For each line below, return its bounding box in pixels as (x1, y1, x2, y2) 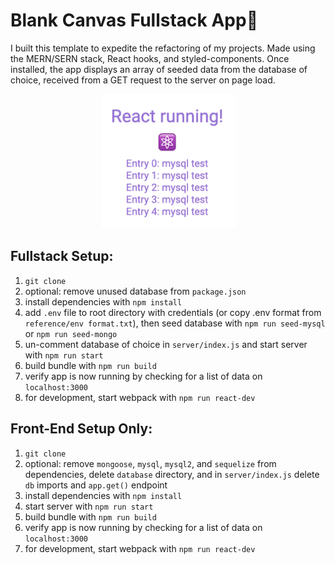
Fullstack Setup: (10, 248, 114, 265)
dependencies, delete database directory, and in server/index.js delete (24, 468, 320, 480)
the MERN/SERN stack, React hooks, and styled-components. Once (10, 52, 290, 64)
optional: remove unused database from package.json (24, 285, 247, 297)
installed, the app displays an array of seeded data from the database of (10, 63, 308, 75)
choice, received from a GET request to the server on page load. (10, 74, 276, 86)
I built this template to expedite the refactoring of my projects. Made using (10, 42, 316, 54)
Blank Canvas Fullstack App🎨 (10, 9, 259, 32)
